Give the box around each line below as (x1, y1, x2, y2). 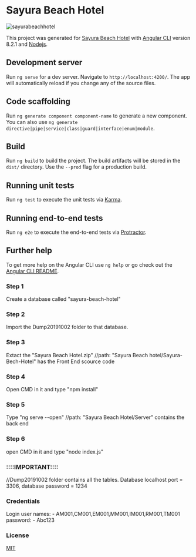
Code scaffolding (6, 96, 70, 106)
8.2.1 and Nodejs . (6, 41, 48, 48)
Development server (6, 58, 83, 68)
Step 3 (6, 338, 25, 347)
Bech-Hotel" (6, 358, 36, 365)
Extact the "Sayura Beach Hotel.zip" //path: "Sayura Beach (6, 351, 148, 358)
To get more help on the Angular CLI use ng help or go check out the (6, 261, 173, 268)
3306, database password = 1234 (6, 482, 87, 489)
